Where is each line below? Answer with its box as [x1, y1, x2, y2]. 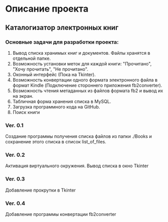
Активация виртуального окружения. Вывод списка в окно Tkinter [5, 163, 149, 169]
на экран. [12, 93, 34, 99]
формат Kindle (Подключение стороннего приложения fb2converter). [12, 82, 162, 88]
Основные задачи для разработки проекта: [5, 39, 119, 46]
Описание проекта [5, 3, 89, 15]
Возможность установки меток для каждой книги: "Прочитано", [12, 60, 152, 66]
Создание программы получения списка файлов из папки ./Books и [5, 133, 152, 139]
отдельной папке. [12, 55, 51, 61]
